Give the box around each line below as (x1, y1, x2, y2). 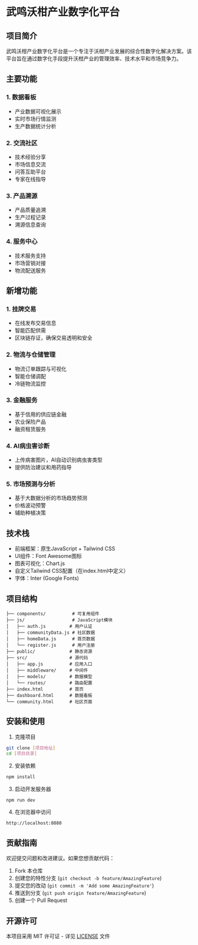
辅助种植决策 (14, 509, 46, 517)
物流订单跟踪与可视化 (14, 365, 67, 372)
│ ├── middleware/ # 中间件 (6, 667, 88, 673)
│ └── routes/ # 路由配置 (6, 680, 93, 686)
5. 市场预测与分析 (6, 480, 56, 488)
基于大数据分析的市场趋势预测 (14, 495, 87, 502)
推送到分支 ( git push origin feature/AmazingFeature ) (14, 889, 146, 896)
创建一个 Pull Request (14, 897, 68, 904)
